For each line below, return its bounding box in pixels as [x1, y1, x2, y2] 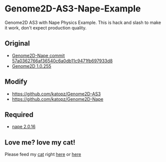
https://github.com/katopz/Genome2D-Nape [11, 96, 104, 102]
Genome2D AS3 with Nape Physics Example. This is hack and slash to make [4, 19, 162, 25]
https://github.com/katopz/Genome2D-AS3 [11, 91, 101, 97]
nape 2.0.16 [11, 124, 36, 130]
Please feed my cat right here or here [4, 152, 81, 158]
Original [4, 39, 30, 48]
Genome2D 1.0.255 [11, 63, 52, 69]
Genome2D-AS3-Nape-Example [4, 3, 141, 14]
